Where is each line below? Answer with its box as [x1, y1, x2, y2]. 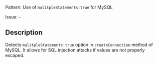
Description [5, 28, 43, 37]
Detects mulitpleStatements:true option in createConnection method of [5, 41, 153, 47]
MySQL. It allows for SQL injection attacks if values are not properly [5, 47, 145, 53]
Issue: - [5, 14, 21, 19]
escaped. [5, 52, 25, 58]
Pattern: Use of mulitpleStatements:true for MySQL [5, 4, 113, 10]
